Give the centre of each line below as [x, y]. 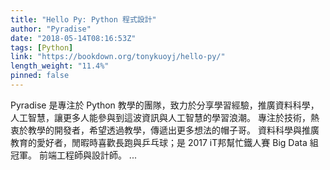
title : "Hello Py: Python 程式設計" [83, 19]
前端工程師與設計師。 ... [87, 155]
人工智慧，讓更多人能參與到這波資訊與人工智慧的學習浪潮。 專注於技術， [160, 117]
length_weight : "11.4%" [60, 66]
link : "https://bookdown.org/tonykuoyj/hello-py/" [118, 57]
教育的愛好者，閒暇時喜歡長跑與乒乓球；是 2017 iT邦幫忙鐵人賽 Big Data [159, 142]
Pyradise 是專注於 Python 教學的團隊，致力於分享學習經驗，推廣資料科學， [165, 105]
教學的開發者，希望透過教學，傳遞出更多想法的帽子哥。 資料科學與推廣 [173, 130]
